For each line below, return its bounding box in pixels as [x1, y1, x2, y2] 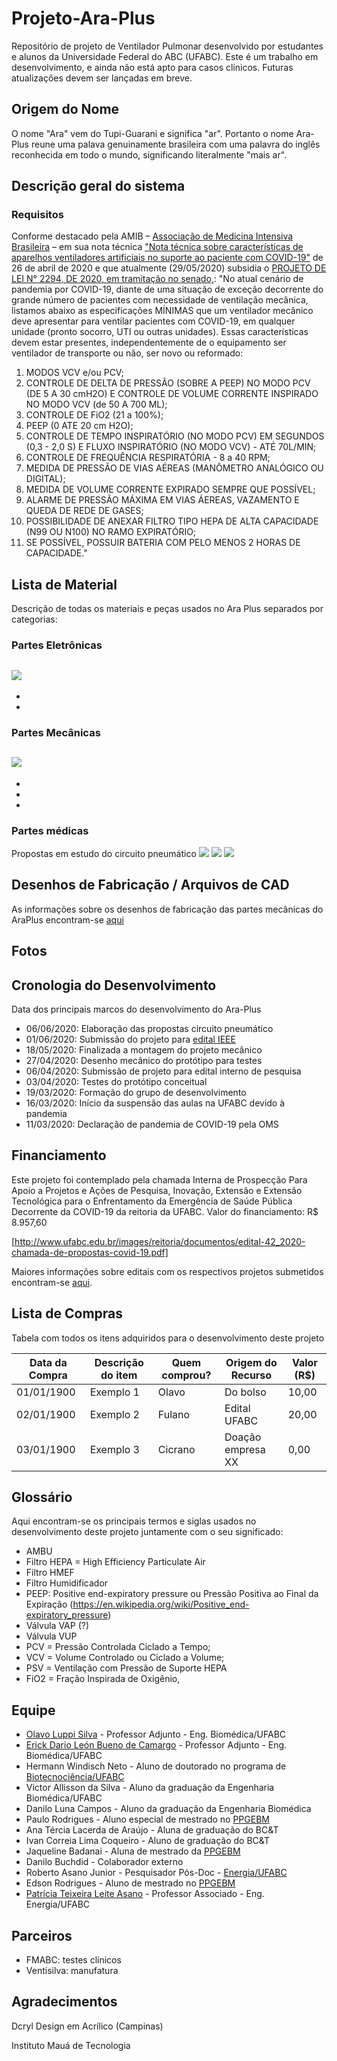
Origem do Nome [11, 101, 120, 118]
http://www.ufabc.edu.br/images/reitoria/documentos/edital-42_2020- [14, 1235, 306, 1247]
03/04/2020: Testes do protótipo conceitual [25, 1076, 208, 1088]
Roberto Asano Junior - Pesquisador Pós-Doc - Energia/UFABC [25, 1867, 288, 1879]
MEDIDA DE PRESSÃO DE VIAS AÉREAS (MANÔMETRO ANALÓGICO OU [25, 462, 324, 474]
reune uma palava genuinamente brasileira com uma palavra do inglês [30, 138, 321, 150]
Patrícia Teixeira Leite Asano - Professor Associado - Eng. [25, 1888, 265, 1900]
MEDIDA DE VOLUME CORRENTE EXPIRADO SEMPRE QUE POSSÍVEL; [25, 483, 316, 496]
